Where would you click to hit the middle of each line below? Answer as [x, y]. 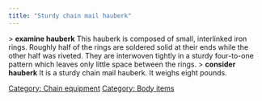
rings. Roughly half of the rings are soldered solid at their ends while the [129, 47]
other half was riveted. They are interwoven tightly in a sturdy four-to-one [131, 55]
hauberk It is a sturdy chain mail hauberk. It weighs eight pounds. [118, 72]
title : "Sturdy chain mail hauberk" [70, 16]
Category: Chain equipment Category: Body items [91, 88]
